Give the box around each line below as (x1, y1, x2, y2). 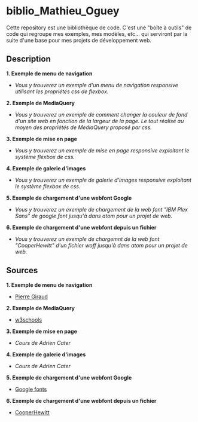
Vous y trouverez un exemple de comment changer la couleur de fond (14, 111, 188, 118)
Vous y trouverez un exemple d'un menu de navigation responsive (14, 81, 178, 88)
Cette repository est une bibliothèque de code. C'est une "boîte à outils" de (6, 24, 192, 31)
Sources (6, 265, 38, 276)
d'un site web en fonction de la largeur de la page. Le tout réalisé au (14, 117, 184, 124)
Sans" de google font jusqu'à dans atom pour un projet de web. (14, 212, 172, 219)
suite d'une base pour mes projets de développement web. (6, 36, 151, 44)
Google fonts (14, 386, 47, 393)
